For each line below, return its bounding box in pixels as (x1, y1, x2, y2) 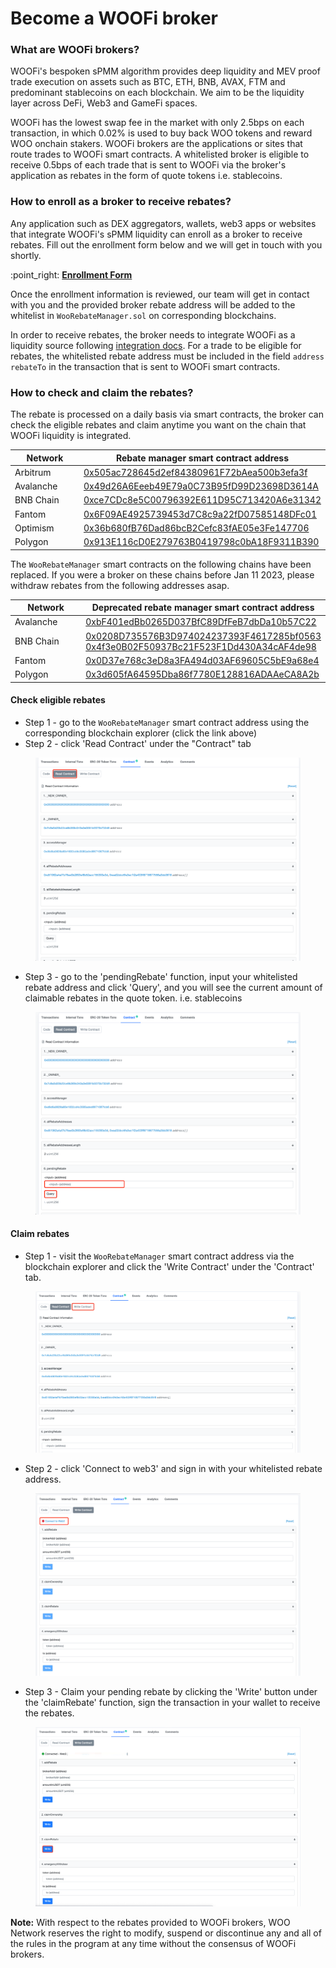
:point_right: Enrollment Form (10, 268, 133, 281)
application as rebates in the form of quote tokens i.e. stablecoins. (10, 170, 283, 182)
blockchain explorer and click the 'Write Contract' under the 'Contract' (24, 1260, 315, 1272)
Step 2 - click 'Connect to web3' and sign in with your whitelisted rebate (24, 1463, 323, 1475)
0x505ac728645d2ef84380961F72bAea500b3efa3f (83, 466, 308, 478)
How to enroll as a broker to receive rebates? (10, 195, 232, 209)
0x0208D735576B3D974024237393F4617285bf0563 (85, 630, 322, 642)
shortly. (10, 249, 42, 261)
